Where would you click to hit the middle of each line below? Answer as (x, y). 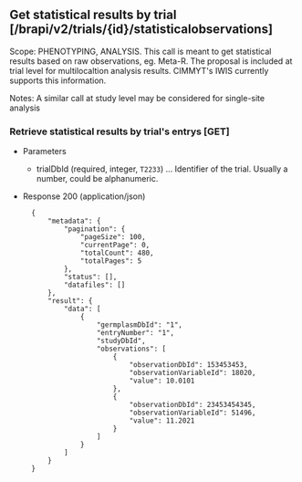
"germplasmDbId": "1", (139, 325)
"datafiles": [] (94, 285)
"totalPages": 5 (111, 261)
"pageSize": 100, (113, 237)
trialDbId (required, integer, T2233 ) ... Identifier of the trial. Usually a (162, 169)
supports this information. (58, 80)
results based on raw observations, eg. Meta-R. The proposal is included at (151, 61)
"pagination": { (94, 229)
